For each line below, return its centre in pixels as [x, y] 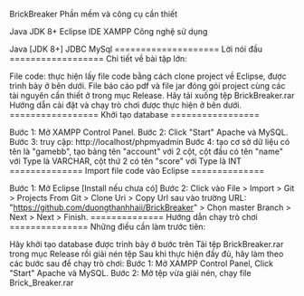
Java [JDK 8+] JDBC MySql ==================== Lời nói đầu [136, 49]
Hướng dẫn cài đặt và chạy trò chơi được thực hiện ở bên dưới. [126, 105]
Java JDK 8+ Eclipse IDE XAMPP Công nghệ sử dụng [109, 31]
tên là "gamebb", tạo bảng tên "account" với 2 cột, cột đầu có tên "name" [146, 151]
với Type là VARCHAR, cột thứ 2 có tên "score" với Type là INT [126, 161]
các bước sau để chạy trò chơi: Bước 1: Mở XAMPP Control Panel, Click [142, 263]
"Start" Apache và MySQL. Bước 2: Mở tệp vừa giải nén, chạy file [130, 273]
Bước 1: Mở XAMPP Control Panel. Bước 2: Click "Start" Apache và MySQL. [149, 132]
